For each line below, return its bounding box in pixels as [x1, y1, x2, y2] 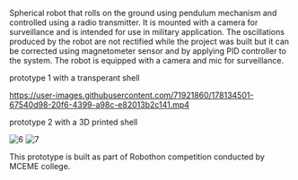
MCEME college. [9, 161, 71, 171]
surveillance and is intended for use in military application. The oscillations [9, 27, 285, 37]
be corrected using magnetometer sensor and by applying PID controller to [9, 46, 287, 56]
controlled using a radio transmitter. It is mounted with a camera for [9, 17, 259, 28]
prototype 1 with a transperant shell [9, 73, 140, 83]
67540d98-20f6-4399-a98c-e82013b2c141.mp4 [9, 99, 190, 110]
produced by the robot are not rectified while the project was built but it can [9, 36, 290, 47]
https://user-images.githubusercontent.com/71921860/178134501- [9, 90, 254, 100]
